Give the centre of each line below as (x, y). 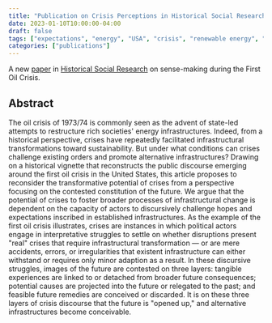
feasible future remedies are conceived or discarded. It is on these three (129, 294)
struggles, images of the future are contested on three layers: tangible (125, 269)
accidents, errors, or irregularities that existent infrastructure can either (127, 251)
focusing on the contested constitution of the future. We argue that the (126, 191)
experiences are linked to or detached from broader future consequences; (132, 277)
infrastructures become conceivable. (70, 312)
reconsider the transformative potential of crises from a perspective (121, 182)
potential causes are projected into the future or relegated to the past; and (132, 286)
